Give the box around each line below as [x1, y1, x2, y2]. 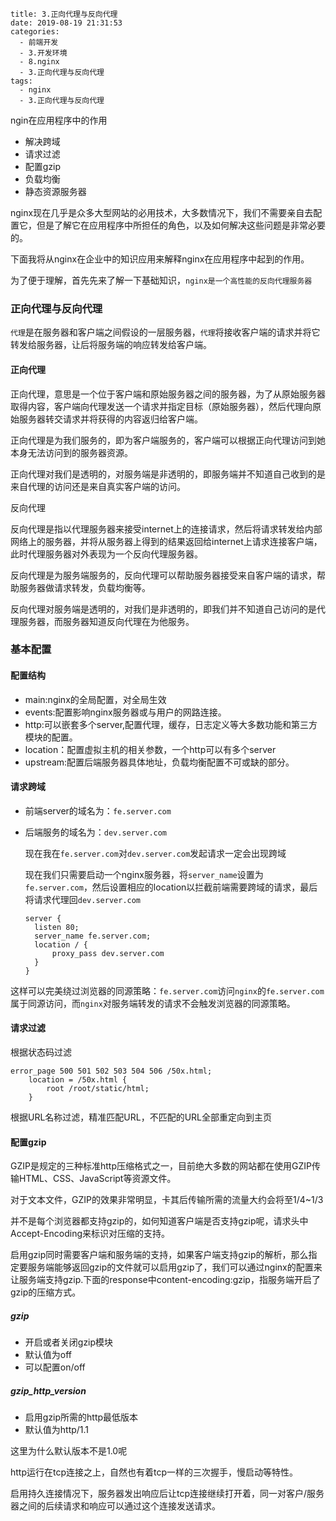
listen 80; [34, 922, 80, 932]
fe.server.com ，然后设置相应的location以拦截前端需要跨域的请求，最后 [24, 881, 318, 893]
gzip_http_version [10, 1384, 87, 1397]
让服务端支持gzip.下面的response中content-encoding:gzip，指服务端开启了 [10, 1274, 321, 1286]
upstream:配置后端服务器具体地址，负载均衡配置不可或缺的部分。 [24, 756, 295, 768]
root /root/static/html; [46, 1084, 150, 1094]
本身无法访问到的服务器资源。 [10, 446, 133, 458]
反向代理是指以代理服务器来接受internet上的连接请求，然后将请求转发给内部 [10, 523, 323, 535]
